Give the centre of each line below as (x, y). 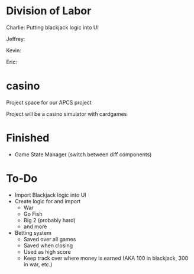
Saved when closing (48, 245)
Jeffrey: (16, 39)
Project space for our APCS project (49, 102)
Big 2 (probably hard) (49, 220)
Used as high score (47, 251)
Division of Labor (49, 11)
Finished (28, 138)
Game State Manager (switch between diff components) (83, 154)
